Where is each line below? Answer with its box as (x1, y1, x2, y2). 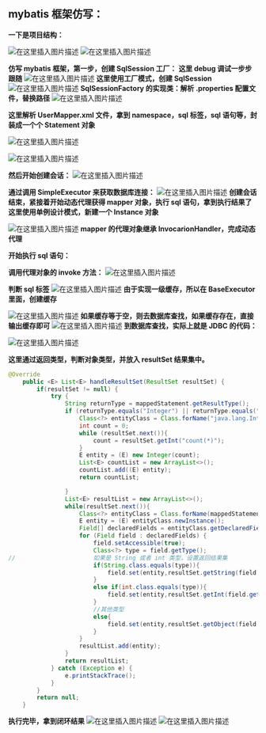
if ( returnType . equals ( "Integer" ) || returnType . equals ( (64, 407, 257, 416)
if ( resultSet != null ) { (36, 385, 119, 393)
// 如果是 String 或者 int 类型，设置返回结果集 (8, 553, 228, 562)
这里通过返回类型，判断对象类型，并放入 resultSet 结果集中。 (8, 355, 209, 364)
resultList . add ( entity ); (78, 642, 161, 651)
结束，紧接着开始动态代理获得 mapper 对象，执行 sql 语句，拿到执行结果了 (8, 197, 253, 207)
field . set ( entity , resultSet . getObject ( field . (107, 620, 260, 628)
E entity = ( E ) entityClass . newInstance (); (78, 517, 225, 525)
